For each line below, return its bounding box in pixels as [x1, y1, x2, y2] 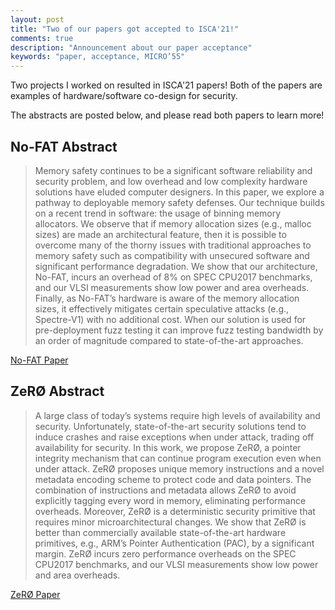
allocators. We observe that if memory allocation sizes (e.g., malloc [34, 217, 312, 230]
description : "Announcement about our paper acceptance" [10, 42, 253, 53]
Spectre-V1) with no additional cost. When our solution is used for [34, 313, 307, 325]
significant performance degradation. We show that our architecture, [34, 260, 318, 272]
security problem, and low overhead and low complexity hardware [34, 175, 308, 187]
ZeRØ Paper [10, 588, 61, 600]
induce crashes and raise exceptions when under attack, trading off [34, 431, 315, 443]
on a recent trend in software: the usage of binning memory [34, 207, 282, 219]
